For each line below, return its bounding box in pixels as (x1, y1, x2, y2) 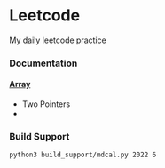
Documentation (9, 57, 78, 69)
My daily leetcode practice (9, 35, 106, 45)
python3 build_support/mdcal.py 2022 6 (9, 150, 157, 160)
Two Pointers (21, 99, 71, 109)
